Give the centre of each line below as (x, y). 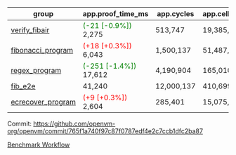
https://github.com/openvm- (74, 123)
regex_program (36, 70)
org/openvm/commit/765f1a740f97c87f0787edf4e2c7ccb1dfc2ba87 (105, 131)
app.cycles (176, 14)
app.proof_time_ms (116, 14)
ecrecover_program (43, 102)
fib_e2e (23, 86)
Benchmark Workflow (39, 144)
